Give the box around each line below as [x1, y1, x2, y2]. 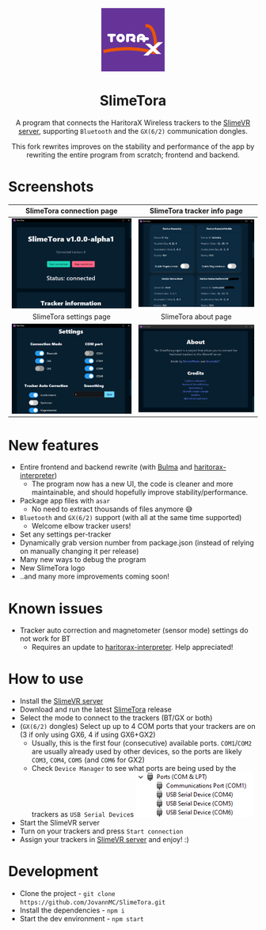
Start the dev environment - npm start [19, 914, 144, 924]
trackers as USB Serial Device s [31, 810, 135, 819]
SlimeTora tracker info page [149, 206, 243, 216]
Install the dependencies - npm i [19, 905, 125, 915]
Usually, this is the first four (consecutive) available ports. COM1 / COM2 [31, 738, 252, 748]
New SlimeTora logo [19, 564, 85, 573]
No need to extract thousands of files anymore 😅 [31, 504, 193, 514]
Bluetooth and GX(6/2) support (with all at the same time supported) [19, 513, 242, 522]
